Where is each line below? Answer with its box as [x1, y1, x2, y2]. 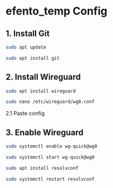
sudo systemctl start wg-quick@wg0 [5, 154, 95, 160]
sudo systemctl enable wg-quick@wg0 [5, 143, 97, 149]
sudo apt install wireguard [5, 88, 76, 94]
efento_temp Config [5, 4, 108, 18]
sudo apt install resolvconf [5, 165, 79, 171]
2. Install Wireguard [5, 72, 81, 82]
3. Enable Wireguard [5, 127, 84, 137]
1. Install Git [5, 28, 50, 39]
